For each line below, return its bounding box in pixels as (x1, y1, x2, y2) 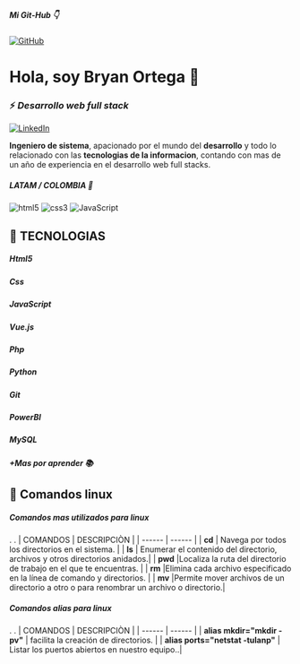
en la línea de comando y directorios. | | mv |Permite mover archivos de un (9, 573, 285, 583)
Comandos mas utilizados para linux (9, 512, 150, 522)
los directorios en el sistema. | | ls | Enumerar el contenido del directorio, (9, 544, 278, 555)
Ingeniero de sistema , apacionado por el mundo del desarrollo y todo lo (9, 141, 278, 151)
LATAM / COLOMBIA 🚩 (9, 180, 94, 191)
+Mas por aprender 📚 (9, 457, 94, 468)
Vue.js (9, 321, 34, 332)
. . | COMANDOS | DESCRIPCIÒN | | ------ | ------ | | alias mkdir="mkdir (9, 625, 278, 636)
